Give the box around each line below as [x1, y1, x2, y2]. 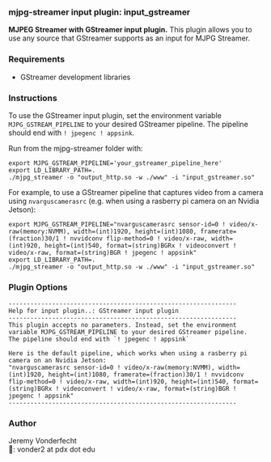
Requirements [8, 53, 66, 65]
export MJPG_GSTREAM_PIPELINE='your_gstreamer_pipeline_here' [8, 159, 222, 167]
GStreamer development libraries [19, 72, 131, 82]
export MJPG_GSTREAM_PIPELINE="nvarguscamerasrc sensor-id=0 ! [8, 220, 227, 228]
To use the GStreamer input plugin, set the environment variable [8, 110, 222, 120]
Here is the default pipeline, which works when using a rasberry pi [8, 350, 248, 358]
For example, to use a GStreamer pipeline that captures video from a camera [8, 187, 264, 197]
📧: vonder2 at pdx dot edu [8, 444, 95, 455]
